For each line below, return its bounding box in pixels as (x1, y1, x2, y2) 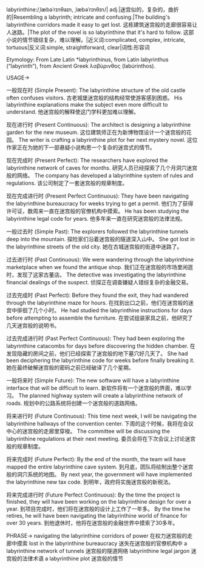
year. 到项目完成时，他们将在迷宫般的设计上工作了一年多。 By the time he (6, 506, 191, 512)
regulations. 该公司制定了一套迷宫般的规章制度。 (6, 179, 128, 187)
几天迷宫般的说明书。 (6, 322, 59, 329)
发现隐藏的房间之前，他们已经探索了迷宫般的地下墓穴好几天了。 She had (6, 350, 188, 357)
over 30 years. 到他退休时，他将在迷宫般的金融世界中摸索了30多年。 (6, 520, 178, 526)
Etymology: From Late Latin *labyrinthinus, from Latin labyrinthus (6, 56, 169, 63)
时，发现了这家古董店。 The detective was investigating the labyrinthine (6, 271, 186, 278)
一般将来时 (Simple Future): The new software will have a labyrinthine (6, 377, 180, 384)
